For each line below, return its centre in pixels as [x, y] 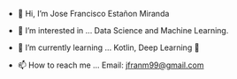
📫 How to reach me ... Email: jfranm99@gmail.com [111, 65]
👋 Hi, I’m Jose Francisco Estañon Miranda [93, 14]
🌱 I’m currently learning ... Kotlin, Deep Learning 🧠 [108, 47]
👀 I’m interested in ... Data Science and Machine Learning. [123, 30]
